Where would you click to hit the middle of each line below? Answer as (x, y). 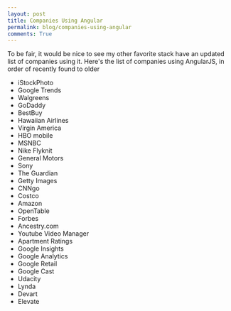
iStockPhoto (36, 83)
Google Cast (36, 271)
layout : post (27, 14)
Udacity (29, 279)
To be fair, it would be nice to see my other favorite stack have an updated (116, 54)
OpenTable (33, 211)
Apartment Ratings (45, 241)
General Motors (41, 158)
